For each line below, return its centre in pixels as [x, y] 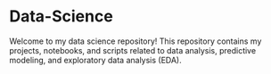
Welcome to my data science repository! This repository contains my [135, 41]
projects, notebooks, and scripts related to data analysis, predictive [133, 50]
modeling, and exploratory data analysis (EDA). [96, 60]
